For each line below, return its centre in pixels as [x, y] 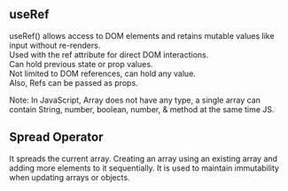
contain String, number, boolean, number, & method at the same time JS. [142, 109]
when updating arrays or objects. [70, 177]
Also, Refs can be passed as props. [74, 82]
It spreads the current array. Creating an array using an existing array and [143, 158]
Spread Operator [56, 138]
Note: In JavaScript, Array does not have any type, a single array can [135, 100]
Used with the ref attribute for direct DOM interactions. [109, 54]
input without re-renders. [55, 45]
